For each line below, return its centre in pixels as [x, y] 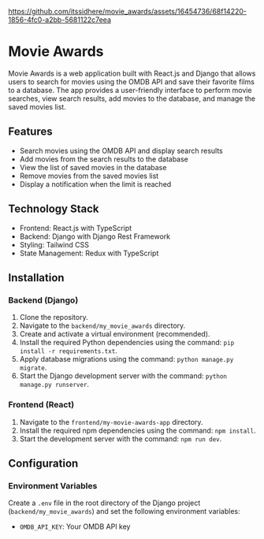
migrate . [33, 368]
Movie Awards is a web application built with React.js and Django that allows [132, 73]
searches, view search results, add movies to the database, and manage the [132, 99]
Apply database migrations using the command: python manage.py [126, 359]
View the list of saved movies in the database [93, 167]
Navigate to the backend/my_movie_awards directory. [102, 325]
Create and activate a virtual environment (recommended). [115, 334]
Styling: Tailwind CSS [54, 244]
